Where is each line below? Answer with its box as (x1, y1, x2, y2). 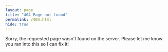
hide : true (5, 21, 29, 27)
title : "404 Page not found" (5, 12, 68, 17)
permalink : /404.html (5, 17, 52, 22)
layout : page (5, 7, 33, 13)
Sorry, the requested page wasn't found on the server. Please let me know (5, 36, 163, 42)
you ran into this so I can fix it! (5, 41, 69, 47)
